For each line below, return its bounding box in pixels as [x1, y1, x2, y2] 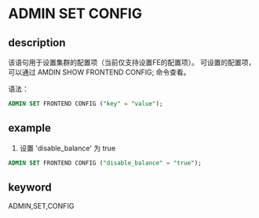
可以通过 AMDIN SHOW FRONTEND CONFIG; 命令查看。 [8, 67, 191, 77]
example [8, 122, 52, 135]
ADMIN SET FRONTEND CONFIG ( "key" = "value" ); [8, 100, 163, 107]
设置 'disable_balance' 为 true [19, 143, 116, 153]
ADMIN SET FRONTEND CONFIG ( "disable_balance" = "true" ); [8, 158, 202, 167]
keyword [8, 180, 53, 194]
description [8, 36, 66, 49]
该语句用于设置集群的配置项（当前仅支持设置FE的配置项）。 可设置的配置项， [8, 58, 256, 67]
